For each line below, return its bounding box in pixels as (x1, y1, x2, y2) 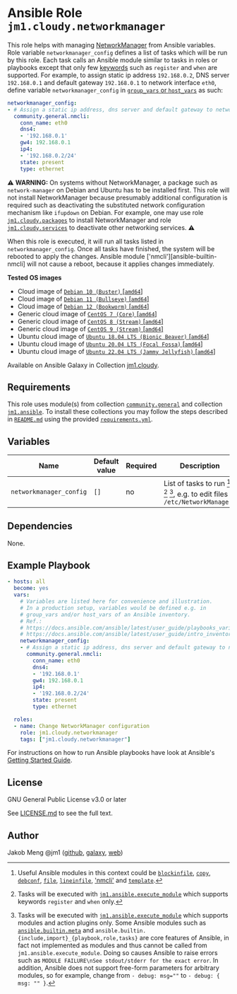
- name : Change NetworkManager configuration (13, 722, 150, 729)
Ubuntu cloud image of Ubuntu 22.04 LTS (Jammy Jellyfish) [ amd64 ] (17, 347, 216, 355)
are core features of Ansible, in (139, 934, 229, 942)
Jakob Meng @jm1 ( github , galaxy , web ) (7, 848, 123, 857)
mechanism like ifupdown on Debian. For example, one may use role (7, 208, 204, 216)
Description (179, 461, 220, 471)
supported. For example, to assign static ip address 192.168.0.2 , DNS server (7, 71, 230, 79)
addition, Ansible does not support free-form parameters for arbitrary (17, 964, 220, 972)
